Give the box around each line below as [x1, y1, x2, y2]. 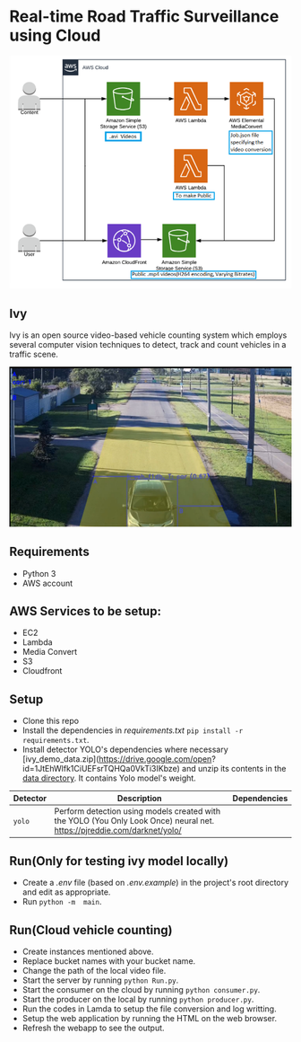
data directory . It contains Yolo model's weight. [21, 773, 197, 783]
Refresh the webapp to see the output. [21, 1022, 165, 1034]
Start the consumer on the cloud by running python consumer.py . [21, 985, 261, 995]
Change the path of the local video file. [21, 966, 167, 976]
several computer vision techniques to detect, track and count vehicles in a [9, 340, 287, 350]
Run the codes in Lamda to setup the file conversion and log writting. [21, 1003, 277, 1014]
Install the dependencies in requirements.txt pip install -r [21, 725, 244, 736]
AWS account [21, 578, 73, 588]
